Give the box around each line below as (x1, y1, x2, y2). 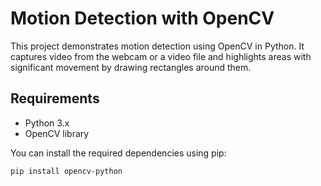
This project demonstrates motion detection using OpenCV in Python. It (10, 40, 305, 52)
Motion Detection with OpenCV (10, 7, 275, 30)
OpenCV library (24, 127, 90, 139)
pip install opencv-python (10, 166, 123, 176)
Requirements (10, 90, 100, 107)
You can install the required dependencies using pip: (10, 147, 227, 159)
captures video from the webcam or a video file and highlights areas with (10, 50, 312, 62)
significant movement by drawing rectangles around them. (10, 61, 252, 73)
